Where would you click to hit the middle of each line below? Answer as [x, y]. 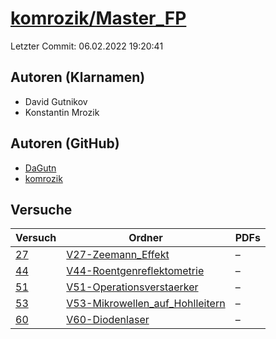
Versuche [41, 209]
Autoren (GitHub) [65, 143]
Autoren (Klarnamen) [78, 77]
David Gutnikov [56, 101]
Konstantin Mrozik [62, 112]
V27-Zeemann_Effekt [118, 255]
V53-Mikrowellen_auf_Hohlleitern [146, 304]
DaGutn [40, 168]
